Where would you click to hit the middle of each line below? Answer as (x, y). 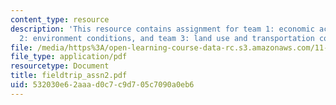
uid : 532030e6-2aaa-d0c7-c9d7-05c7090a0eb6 (102, 85)
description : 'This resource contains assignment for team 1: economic (162, 29)
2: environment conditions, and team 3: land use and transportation (167, 38)
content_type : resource (60, 19)
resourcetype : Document (60, 66)
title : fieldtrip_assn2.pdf (69, 76)
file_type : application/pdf (69, 57)
